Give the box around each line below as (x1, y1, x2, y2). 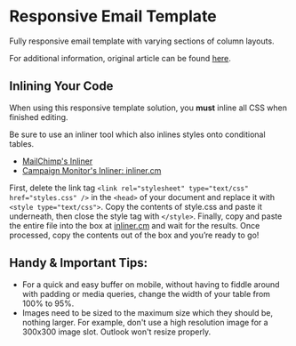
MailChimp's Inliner (21, 156, 93, 166)
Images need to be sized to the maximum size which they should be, (21, 307, 274, 318)
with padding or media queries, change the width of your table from (21, 288, 271, 299)
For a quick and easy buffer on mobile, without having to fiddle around (21, 278, 280, 290)
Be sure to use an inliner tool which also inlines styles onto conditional (9, 129, 266, 140)
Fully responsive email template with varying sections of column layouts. (9, 36, 275, 46)
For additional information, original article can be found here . (9, 52, 231, 63)
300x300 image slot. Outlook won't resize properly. (21, 326, 212, 337)
